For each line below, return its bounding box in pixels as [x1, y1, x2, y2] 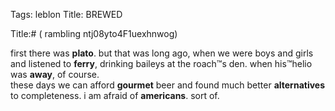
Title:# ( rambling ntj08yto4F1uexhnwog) [10, 28, 178, 39]
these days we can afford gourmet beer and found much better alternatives [10, 79, 326, 91]
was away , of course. [10, 69, 100, 80]
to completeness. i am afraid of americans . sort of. [10, 90, 220, 101]
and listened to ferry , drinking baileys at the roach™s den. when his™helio [10, 58, 313, 69]
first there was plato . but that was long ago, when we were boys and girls [10, 47, 314, 59]
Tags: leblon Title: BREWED [10, 9, 123, 20]
